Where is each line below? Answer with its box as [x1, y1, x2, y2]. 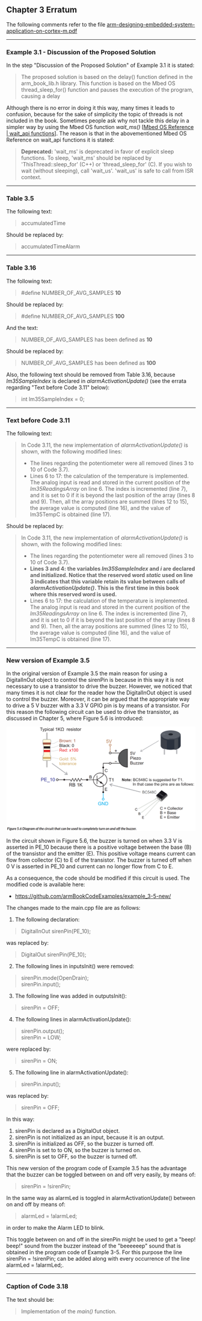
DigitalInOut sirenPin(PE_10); [20, 928, 91, 935]
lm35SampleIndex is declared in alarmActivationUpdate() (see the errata [6, 377, 187, 385]
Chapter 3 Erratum [6, 5, 77, 15]
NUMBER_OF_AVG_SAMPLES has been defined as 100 [20, 359, 156, 367]
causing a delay [20, 93, 61, 100]
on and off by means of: [6, 1201, 66, 1208]
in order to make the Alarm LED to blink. [6, 1224, 105, 1232]
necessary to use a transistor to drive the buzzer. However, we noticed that [6, 683, 192, 690]
